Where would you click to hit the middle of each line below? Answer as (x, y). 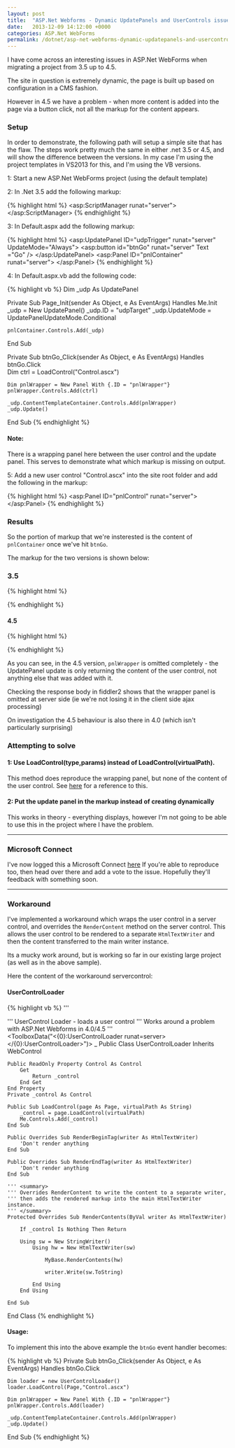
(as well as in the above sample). (54, 962)
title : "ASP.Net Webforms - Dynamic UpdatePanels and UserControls (109, 20)
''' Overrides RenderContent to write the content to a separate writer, (117, 1193)
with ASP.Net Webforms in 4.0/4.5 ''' (60, 1029)
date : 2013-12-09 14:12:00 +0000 (59, 27)
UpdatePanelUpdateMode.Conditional (62, 318)
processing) (24, 707)
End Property (26, 1088)
